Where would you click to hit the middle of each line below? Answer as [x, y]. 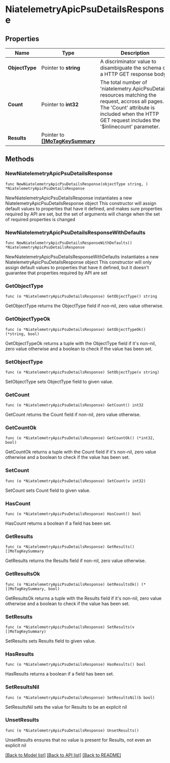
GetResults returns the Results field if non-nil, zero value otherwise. [76, 561]
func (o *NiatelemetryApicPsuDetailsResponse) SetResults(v [70, 627]
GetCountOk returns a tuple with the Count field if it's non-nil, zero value [81, 452]
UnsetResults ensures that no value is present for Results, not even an [78, 740]
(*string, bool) [22, 334]
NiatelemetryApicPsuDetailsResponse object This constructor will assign [81, 203]
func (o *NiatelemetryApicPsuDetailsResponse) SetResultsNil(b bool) [80, 697]
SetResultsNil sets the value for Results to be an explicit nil [66, 707]
